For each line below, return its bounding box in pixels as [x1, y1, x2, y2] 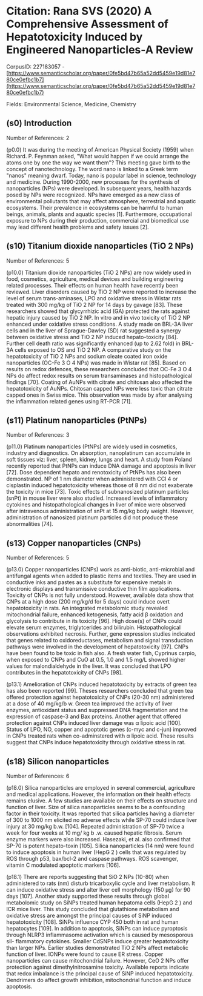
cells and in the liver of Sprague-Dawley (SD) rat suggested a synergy [6, 326, 181, 334]
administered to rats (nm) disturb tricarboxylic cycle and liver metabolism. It [6, 880, 195, 887]
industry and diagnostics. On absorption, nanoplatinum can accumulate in [6, 449, 191, 457]
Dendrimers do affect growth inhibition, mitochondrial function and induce [6, 977, 191, 983]
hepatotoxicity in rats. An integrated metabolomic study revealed [6, 605, 168, 612]
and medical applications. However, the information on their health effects [6, 790, 191, 798]
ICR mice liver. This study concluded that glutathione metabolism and [6, 906, 179, 912]
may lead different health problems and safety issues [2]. [6, 223, 150, 230]
